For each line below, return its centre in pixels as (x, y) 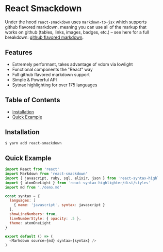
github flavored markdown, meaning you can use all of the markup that (76, 27)
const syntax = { (23, 196)
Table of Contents (33, 100)
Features (19, 53)
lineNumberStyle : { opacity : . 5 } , (45, 219)
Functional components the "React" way (52, 69)
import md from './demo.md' (33, 187)
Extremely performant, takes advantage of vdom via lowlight (72, 64)
